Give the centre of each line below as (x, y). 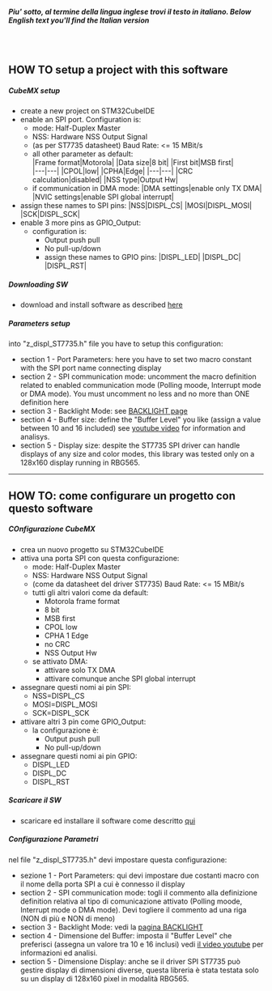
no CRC (57, 644)
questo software (51, 508)
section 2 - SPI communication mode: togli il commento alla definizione (138, 892)
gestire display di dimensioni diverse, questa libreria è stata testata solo (139, 970)
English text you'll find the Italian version (79, 20)
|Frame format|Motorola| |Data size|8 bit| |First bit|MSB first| (133, 163)
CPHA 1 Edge (66, 636)
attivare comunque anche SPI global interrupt (120, 678)
